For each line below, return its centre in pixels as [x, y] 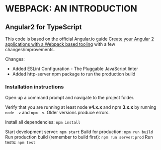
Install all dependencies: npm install [43, 122]
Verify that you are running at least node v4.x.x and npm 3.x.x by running [81, 107]
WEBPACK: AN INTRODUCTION [71, 9]
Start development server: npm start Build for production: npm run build [79, 132]
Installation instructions [35, 86]
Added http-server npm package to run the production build [74, 74]
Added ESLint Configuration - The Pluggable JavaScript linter [75, 69]
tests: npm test [20, 143]
